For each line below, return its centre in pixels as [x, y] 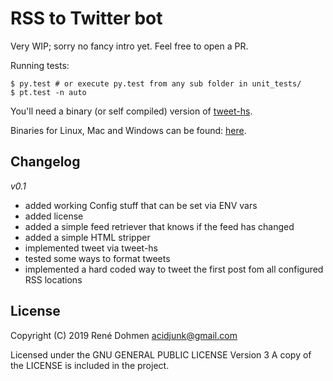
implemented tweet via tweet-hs [91, 248]
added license [54, 216]
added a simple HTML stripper [87, 237]
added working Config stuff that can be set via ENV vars [141, 205]
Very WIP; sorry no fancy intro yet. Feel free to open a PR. [129, 46]
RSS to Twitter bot [86, 18]
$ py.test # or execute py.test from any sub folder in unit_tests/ [156, 83]
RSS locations [53, 279]
